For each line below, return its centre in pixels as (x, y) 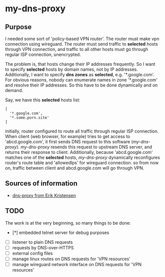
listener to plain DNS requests (42, 242)
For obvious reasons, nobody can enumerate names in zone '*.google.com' (81, 80)
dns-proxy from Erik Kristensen (44, 195)
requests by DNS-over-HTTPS (43, 247)
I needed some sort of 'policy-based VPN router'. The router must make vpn (82, 39)
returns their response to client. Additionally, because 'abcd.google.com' (79, 152)
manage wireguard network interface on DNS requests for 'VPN (77, 264)
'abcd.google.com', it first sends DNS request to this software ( (69, 142)
